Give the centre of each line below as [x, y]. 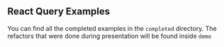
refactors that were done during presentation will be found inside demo [109, 36]
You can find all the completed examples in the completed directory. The [112, 28]
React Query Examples [59, 12]
